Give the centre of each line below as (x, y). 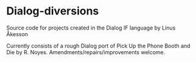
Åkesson (17, 34)
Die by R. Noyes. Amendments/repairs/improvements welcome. (86, 52)
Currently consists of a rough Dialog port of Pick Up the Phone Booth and (98, 46)
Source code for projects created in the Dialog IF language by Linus (91, 28)
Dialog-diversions (53, 11)
